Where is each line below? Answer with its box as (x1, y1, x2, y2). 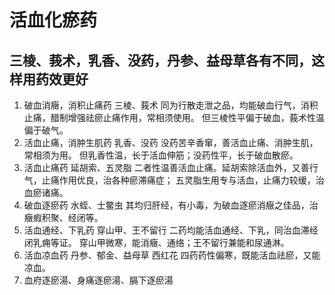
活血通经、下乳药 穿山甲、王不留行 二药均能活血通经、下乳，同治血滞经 (23, 224, 319, 236)
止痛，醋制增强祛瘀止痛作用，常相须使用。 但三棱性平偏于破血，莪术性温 (23, 112, 325, 123)
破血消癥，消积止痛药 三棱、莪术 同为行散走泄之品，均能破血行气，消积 (23, 99, 319, 111)
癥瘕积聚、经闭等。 (23, 212, 104, 223)
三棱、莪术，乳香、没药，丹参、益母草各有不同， (9, 52, 312, 69)
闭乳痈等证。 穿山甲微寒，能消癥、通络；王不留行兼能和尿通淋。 (23, 237, 290, 248)
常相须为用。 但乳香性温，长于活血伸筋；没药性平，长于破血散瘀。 (23, 149, 299, 161)
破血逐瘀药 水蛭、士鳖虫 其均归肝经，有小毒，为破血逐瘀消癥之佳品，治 (23, 199, 319, 211)
